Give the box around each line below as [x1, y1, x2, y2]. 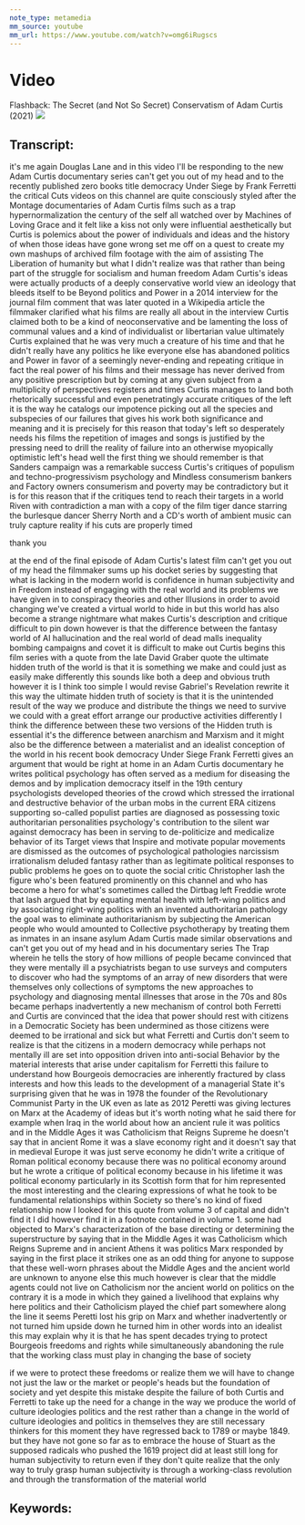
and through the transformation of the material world [9, 1474, 207, 1485]
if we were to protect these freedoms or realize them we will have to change [9, 1367, 295, 1378]
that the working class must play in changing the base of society [9, 1350, 252, 1361]
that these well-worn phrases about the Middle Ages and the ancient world [9, 1262, 290, 1273]
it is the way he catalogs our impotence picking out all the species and [9, 403, 273, 415]
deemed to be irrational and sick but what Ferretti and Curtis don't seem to [9, 1030, 290, 1041]
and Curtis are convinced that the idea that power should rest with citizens [9, 1011, 290, 1022]
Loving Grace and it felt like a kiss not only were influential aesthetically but [9, 220, 292, 231]
